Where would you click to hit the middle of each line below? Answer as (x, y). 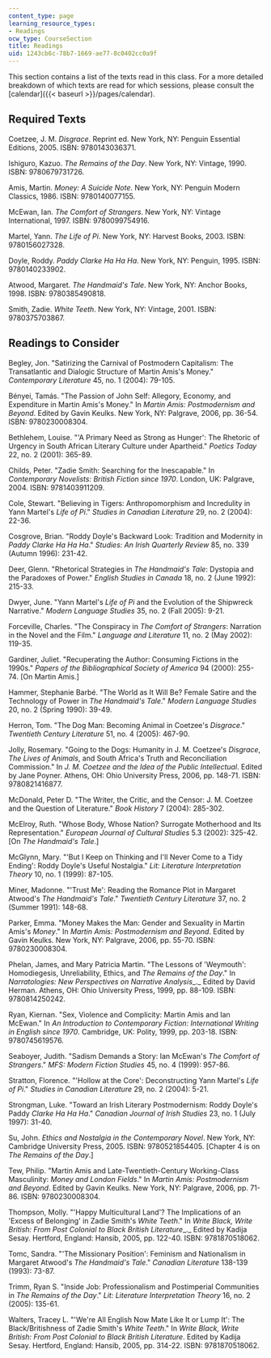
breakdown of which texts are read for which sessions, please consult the (131, 85)
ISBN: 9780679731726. (47, 172)
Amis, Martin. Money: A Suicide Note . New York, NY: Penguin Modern (124, 187)
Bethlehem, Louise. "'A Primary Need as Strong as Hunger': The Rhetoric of (134, 437)
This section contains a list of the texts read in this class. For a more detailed (136, 77)
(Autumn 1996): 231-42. (48, 553)
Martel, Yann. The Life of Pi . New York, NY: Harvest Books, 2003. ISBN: (127, 236)
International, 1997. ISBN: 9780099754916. (79, 221)
